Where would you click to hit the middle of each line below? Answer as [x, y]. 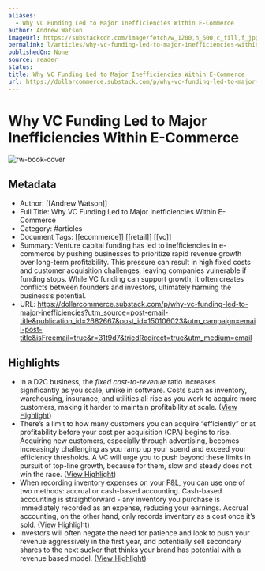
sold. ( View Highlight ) [54, 525]
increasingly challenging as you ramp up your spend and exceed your [133, 449]
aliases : [22, 15]
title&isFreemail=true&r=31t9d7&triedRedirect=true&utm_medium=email [136, 338]
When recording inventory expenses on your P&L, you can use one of [132, 482]
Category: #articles [51, 229]
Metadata [32, 184]
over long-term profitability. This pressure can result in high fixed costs [135, 263]
